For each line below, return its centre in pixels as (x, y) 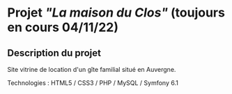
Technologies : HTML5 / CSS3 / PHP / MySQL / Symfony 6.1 (93, 83)
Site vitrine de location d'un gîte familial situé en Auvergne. (92, 69)
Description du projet (54, 53)
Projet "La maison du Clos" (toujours (116, 13)
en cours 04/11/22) (63, 27)
